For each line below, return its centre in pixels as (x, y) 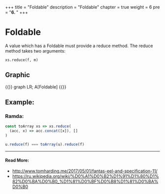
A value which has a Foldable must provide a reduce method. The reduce (79, 46)
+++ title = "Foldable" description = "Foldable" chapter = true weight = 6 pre (82, 7)
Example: (20, 102)
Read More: (17, 160)
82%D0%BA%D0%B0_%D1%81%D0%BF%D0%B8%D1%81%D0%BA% (85, 182)
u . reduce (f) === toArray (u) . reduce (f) (45, 144)
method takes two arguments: (35, 51)
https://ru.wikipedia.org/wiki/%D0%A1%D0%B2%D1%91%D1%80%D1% (85, 176)
